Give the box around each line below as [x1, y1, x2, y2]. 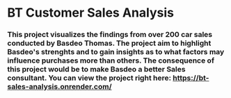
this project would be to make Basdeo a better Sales [7, 65, 186, 74]
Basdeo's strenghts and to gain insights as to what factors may [7, 47, 225, 57]
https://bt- [173, 73, 209, 83]
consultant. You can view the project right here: [7, 73, 172, 83]
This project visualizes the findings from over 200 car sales [7, 30, 213, 40]
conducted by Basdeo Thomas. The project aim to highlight [7, 38, 212, 48]
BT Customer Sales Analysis [7, 5, 174, 21]
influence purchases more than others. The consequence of [7, 56, 214, 65]
